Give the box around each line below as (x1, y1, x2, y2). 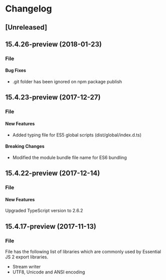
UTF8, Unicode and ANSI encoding (12, 269, 85, 275)
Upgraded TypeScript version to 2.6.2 (5, 208, 83, 214)
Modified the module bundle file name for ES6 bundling (12, 154, 127, 161)
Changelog (5, 3, 52, 15)
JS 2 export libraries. (5, 254, 49, 260)
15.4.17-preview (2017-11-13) (5, 222, 96, 231)
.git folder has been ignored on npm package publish (12, 79, 122, 85)
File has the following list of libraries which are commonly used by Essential (5, 249, 161, 255)
